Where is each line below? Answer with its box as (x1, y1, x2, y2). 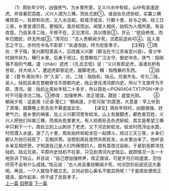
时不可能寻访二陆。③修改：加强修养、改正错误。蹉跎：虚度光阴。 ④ (5, 92, 160, 98)
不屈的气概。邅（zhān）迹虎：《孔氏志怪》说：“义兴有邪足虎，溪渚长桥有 (9, 61, 161, 67)
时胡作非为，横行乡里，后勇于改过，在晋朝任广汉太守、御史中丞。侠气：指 (5, 55, 159, 60)
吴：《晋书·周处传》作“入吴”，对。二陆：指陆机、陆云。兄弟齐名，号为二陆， (5, 73, 162, 79)
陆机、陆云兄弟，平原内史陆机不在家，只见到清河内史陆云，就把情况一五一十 (5, 149, 164, 155)
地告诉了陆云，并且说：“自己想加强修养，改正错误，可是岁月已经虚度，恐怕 (5, 155, 162, 161)
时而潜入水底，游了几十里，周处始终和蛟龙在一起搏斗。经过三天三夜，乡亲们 (5, 130, 164, 136)
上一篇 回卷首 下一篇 (5, 180, 48, 186)
